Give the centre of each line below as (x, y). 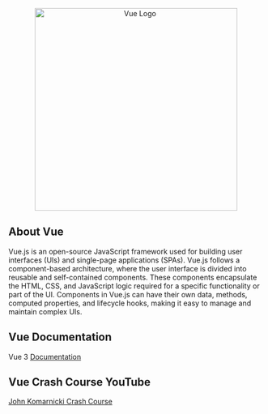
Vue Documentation (60, 337)
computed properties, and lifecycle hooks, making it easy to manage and (130, 303)
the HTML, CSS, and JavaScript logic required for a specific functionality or (134, 286)
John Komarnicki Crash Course (61, 402)
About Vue (36, 232)
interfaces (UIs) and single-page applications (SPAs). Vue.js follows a (124, 260)
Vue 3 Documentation (45, 356)
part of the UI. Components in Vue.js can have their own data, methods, (128, 294)
